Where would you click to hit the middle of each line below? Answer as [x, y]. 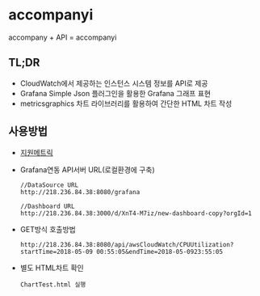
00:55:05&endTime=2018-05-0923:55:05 [160, 252]
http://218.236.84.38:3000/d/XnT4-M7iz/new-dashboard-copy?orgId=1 [136, 213]
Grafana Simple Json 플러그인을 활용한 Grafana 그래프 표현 [115, 93]
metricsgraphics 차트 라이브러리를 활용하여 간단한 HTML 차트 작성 [126, 104]
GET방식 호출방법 [48, 229]
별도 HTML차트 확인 [52, 268]
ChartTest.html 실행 [53, 285]
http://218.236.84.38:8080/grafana [80, 192]
